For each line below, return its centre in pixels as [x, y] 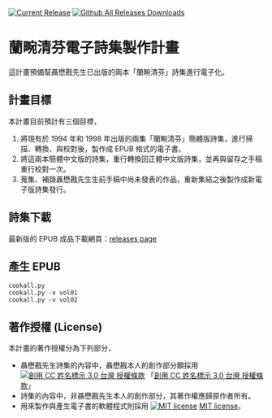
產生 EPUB [35, 266]
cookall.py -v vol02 [43, 300]
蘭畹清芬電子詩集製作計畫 [94, 48]
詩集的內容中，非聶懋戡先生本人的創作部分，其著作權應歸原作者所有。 [138, 396]
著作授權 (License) [56, 327]
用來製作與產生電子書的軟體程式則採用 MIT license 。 [132, 406]
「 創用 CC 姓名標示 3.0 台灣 [193, 376]
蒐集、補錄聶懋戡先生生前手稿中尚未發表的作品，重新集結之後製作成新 [138, 179]
